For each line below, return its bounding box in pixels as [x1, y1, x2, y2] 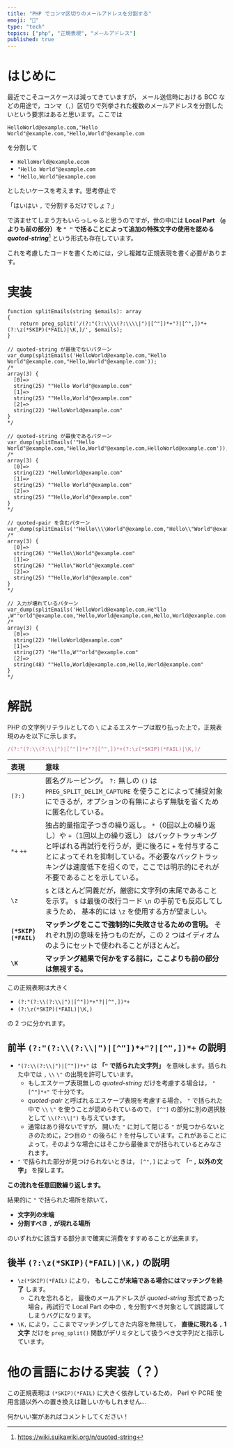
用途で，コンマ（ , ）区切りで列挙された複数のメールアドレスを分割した [19, 102, 224, 110]
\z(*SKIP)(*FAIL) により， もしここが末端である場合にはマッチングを [17, 1276, 217, 1285]
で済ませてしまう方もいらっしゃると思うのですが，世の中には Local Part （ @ [7, 216, 226, 225]
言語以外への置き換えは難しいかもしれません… [13, 1398, 147, 1406]
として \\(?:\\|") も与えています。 [27, 1114, 129, 1122]
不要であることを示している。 [45, 873, 143, 882]
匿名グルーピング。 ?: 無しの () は [45, 776, 158, 785]
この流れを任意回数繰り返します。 [7, 1181, 104, 1189]
